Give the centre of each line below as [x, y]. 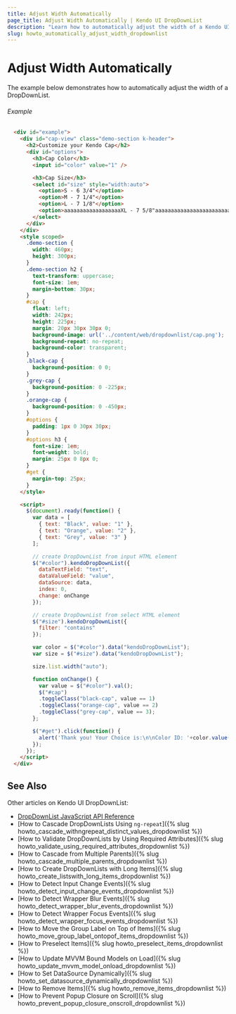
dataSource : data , [65, 583]
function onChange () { [66, 679]
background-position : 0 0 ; [72, 368]
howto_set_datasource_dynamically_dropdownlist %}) [95, 981]
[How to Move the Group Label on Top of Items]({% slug [99, 928]
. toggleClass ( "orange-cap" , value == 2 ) [98, 705]
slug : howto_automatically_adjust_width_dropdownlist [88, 33]
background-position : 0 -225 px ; [80, 387]
